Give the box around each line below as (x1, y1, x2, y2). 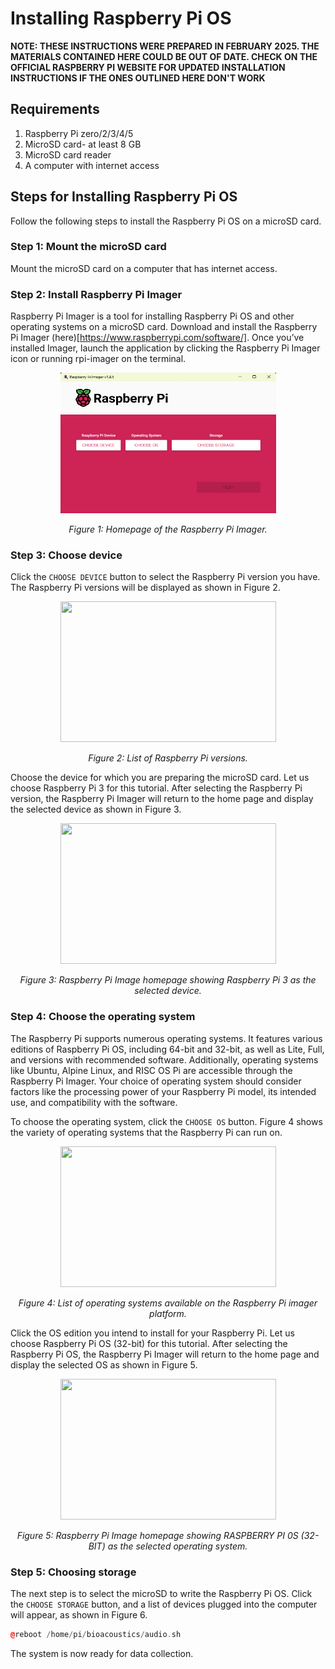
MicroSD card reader (24, 148, 112, 161)
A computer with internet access (24, 159, 160, 171)
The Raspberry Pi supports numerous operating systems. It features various (10, 1032, 323, 1044)
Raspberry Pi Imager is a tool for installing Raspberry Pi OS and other (10, 310, 295, 322)
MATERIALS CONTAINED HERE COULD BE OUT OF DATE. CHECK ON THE (10, 50, 318, 62)
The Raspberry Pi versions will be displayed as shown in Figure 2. (10, 582, 281, 594)
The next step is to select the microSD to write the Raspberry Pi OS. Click (10, 1588, 313, 1600)
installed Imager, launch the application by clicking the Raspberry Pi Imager (10, 342, 321, 354)
